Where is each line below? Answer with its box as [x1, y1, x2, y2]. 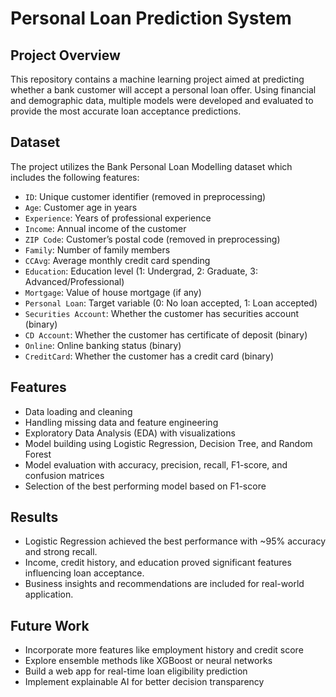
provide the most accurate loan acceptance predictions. [10, 105, 242, 117]
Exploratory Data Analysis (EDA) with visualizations [24, 427, 236, 439]
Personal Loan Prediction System [10, 7, 292, 30]
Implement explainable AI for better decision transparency [24, 676, 265, 688]
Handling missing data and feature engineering [24, 416, 219, 428]
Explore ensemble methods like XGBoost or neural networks [24, 655, 273, 667]
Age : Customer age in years [24, 201, 138, 213]
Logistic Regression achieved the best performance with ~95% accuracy [24, 535, 327, 547]
